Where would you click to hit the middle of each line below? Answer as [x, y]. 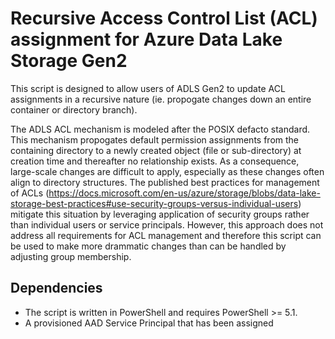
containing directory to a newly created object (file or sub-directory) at [156, 150]
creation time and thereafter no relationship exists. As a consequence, [155, 161]
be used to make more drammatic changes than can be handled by [148, 246]
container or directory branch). [74, 109]
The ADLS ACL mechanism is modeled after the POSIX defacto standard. [160, 129]
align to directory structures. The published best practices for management [165, 182]
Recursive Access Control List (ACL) [164, 18]
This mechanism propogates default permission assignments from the [154, 139]
